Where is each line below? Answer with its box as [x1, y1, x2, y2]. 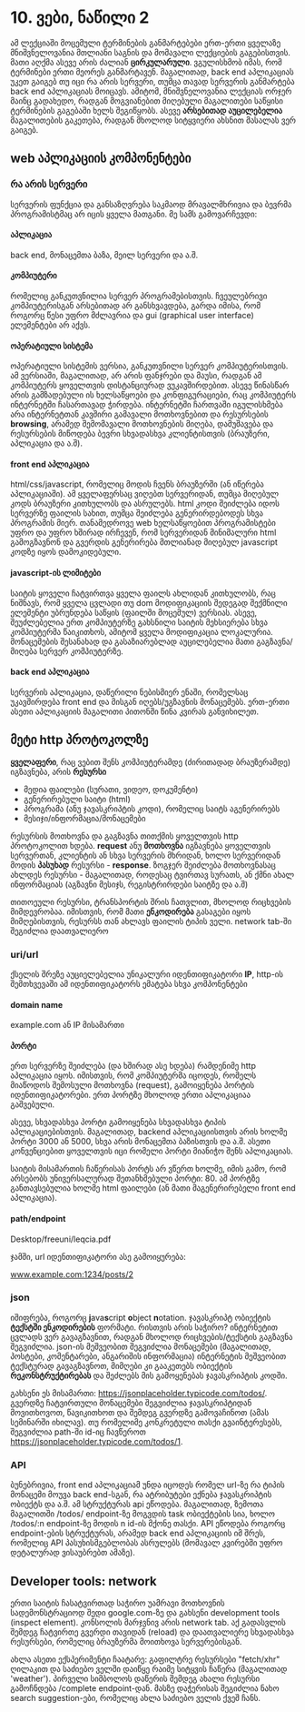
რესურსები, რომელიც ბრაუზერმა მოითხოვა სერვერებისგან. [10, 1636, 242, 1647]
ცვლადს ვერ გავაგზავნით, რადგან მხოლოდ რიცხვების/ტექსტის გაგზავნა [10, 1331, 293, 1342]
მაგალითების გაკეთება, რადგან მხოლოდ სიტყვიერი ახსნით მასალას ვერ [10, 115, 296, 126]
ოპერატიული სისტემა [10, 340, 93, 351]
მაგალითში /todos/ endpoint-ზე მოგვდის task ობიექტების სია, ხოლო [10, 1508, 275, 1519]
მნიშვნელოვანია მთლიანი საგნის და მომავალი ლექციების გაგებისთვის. [10, 46, 291, 57]
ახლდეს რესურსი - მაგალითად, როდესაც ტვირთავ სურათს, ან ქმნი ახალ [10, 869, 294, 880]
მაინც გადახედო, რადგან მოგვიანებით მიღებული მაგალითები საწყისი [10, 95, 284, 106]
